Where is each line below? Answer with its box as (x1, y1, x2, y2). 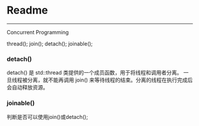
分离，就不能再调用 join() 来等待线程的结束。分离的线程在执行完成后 (27, 76, 193, 83)
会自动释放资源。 (6, 84, 48, 91)
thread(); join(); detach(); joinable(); (6, 40, 93, 47)
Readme (6, 4, 48, 17)
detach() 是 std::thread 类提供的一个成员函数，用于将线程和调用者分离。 (6, 69, 182, 76)
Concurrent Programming (6, 28, 69, 35)
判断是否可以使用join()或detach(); (6, 113, 88, 120)
